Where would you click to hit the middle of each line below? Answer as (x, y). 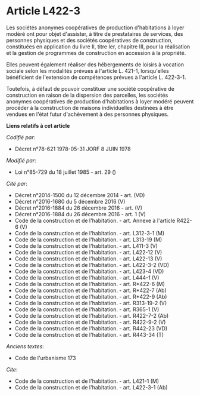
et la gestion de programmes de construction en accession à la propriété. (96, 53)
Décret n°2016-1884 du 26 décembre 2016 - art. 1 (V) (80, 214)
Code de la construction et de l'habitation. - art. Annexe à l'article (95, 220)
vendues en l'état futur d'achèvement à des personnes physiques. (87, 114)
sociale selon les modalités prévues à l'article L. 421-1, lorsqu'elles (88, 70)
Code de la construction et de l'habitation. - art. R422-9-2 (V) (90, 322)
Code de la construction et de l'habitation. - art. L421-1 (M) (87, 381)
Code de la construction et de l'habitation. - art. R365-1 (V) (87, 309)
